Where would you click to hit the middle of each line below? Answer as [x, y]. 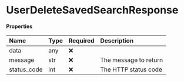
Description [117, 40]
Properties [19, 26]
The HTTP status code [131, 69]
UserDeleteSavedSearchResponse [92, 10]
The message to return [131, 60]
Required [81, 40]
